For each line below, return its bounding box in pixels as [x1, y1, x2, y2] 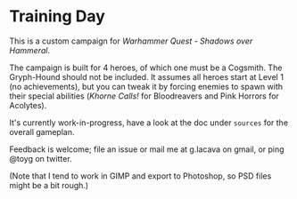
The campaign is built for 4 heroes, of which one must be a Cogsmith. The [9, 62, 283, 73]
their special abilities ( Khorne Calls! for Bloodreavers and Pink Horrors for [9, 91, 279, 101]
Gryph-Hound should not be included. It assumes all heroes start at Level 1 [9, 71, 284, 82]
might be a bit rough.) [9, 179, 89, 190]
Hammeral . [9, 44, 51, 55]
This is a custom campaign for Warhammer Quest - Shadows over [9, 36, 253, 46]
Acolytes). [9, 99, 47, 110]
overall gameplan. [9, 126, 75, 137]
